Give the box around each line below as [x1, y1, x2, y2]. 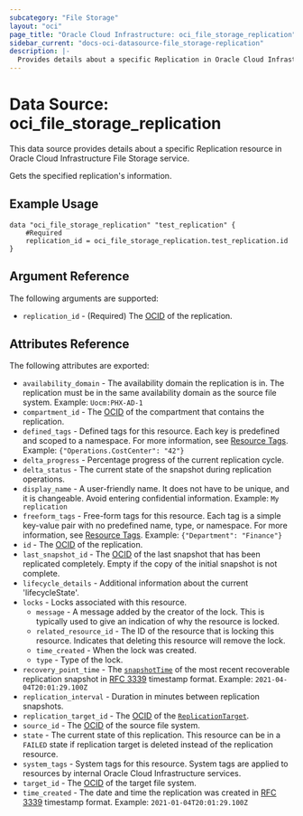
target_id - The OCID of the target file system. [22, 778, 197, 789]
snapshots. [22, 701, 64, 712]
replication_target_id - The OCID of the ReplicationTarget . [22, 710, 250, 721]
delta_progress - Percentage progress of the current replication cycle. [22, 455, 284, 465]
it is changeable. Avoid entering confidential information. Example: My [22, 493, 280, 504]
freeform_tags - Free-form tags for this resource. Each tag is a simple [22, 511, 281, 521]
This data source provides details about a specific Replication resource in [9, 143, 282, 154]
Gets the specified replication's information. [9, 170, 172, 181]
